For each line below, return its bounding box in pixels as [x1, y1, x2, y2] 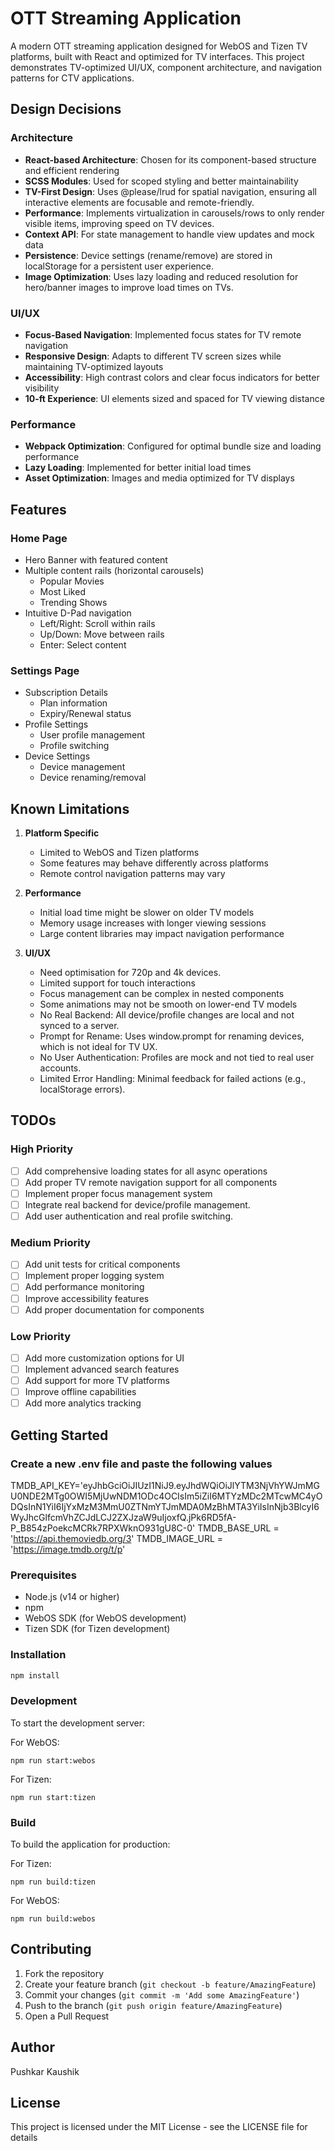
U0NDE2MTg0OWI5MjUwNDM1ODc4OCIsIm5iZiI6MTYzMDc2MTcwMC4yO [10, 1490, 323, 1502]
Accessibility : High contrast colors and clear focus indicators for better [24, 371, 320, 383]
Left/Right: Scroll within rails [39, 617, 156, 629]
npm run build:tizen [10, 1877, 97, 1887]
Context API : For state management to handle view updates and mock [24, 228, 315, 240]
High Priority [10, 1142, 74, 1156]
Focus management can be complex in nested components [39, 988, 285, 1000]
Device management [39, 761, 126, 773]
